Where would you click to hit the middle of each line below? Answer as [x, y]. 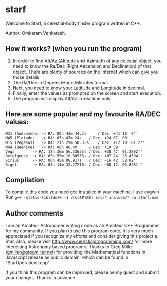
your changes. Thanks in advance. [41, 278]
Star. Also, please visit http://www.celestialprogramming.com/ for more [79, 241]
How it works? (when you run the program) [74, 49]
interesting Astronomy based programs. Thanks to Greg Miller [69, 247]
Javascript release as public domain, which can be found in [67, 257]
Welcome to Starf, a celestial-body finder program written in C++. [73, 23]
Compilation [25, 180]
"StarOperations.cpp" [28, 263]
